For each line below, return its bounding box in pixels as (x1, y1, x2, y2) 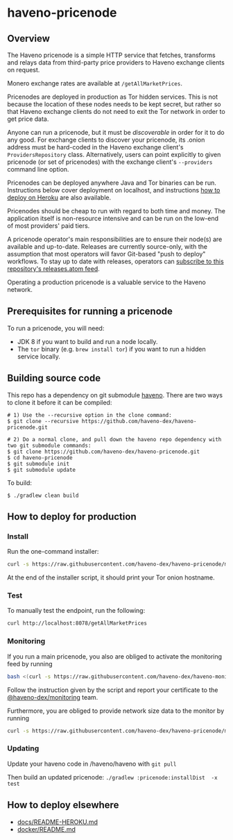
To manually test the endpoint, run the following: (7, 607, 146, 615)
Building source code (7, 372, 101, 384)
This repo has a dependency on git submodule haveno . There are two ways (7, 390, 223, 399)
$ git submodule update (7, 466, 76, 473)
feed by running (7, 659, 53, 668)
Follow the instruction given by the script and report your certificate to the (7, 686, 218, 694)
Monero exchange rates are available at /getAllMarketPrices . (7, 79, 182, 88)
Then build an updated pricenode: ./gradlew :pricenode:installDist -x (7, 773, 218, 781)
